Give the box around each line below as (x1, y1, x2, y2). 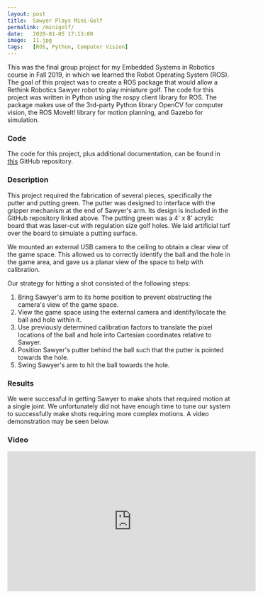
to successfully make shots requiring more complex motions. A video (7, 409, 209, 418)
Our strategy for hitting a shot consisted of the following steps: (7, 278, 191, 288)
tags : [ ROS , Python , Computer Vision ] (7, 43, 129, 50)
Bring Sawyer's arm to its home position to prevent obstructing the (17, 293, 213, 301)
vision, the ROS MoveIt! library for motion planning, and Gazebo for (7, 108, 203, 116)
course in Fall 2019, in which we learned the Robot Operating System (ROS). (7, 70, 230, 79)
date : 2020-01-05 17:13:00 (7, 30, 94, 38)
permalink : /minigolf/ (7, 23, 74, 31)
